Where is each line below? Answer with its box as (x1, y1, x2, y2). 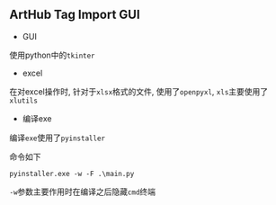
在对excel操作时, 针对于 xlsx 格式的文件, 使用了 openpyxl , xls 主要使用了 (9, 85, 269, 97)
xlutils (9, 96, 39, 105)
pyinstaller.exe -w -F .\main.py (9, 169, 135, 178)
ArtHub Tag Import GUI (9, 7, 141, 22)
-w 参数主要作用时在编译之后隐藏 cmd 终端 (9, 186, 156, 197)
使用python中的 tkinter (9, 49, 96, 60)
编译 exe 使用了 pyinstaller (9, 132, 106, 143)
